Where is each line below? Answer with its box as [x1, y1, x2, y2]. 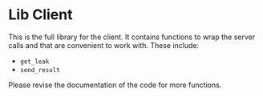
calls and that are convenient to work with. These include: [8, 40, 200, 50]
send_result [19, 66, 60, 74]
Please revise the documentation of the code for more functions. [8, 80, 222, 90]
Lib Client [8, 6, 73, 24]
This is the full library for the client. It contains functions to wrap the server [8, 32, 256, 42]
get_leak [19, 58, 50, 66]
